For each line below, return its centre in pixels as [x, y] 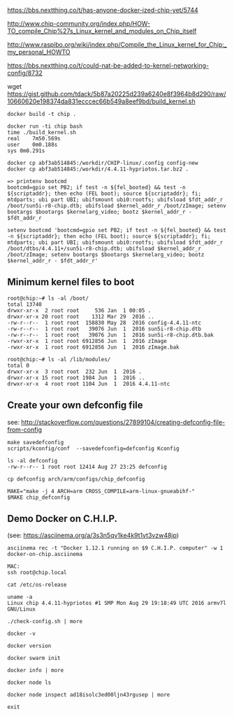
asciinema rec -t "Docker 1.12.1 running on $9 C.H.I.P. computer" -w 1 [115, 548]
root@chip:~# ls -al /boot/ [48, 298]
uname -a [20, 597]
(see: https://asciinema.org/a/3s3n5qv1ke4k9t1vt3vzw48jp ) [93, 535]
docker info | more [36, 671]
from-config [25, 430]
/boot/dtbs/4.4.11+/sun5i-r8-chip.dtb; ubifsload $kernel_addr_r [104, 249]
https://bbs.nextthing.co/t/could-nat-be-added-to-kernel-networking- [108, 65]
